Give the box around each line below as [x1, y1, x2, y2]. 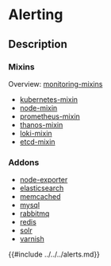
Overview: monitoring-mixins [8, 79, 103, 88]
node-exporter [19, 175, 68, 185]
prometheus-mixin [19, 111, 81, 121]
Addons [8, 157, 40, 168]
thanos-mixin [19, 119, 63, 129]
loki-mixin [19, 128, 53, 138]
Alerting [8, 6, 63, 24]
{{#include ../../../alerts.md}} [8, 249, 101, 260]
